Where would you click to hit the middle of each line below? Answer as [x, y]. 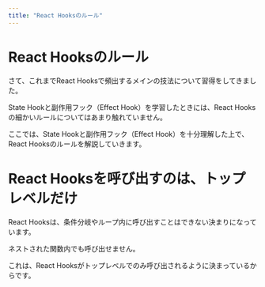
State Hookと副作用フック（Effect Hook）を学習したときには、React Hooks [132, 107]
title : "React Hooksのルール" [55, 15]
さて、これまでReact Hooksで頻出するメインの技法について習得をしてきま [129, 81]
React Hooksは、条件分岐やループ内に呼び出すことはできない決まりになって [132, 221]
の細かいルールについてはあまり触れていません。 [88, 117]
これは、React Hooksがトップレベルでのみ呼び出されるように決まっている [129, 265]
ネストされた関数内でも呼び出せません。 [74, 248]
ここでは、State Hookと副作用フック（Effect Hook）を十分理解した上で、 [129, 134]
